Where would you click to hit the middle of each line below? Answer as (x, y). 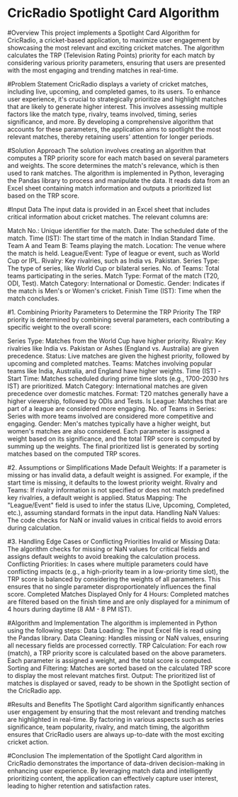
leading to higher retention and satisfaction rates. (79, 786)
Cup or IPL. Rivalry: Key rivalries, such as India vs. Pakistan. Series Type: (114, 261)
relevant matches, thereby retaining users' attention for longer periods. (111, 137)
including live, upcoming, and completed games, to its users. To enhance (114, 91)
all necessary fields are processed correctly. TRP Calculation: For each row (117, 645)
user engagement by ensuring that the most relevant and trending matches (117, 712)
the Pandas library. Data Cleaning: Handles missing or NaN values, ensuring (118, 638)
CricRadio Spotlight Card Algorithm (113, 13)
